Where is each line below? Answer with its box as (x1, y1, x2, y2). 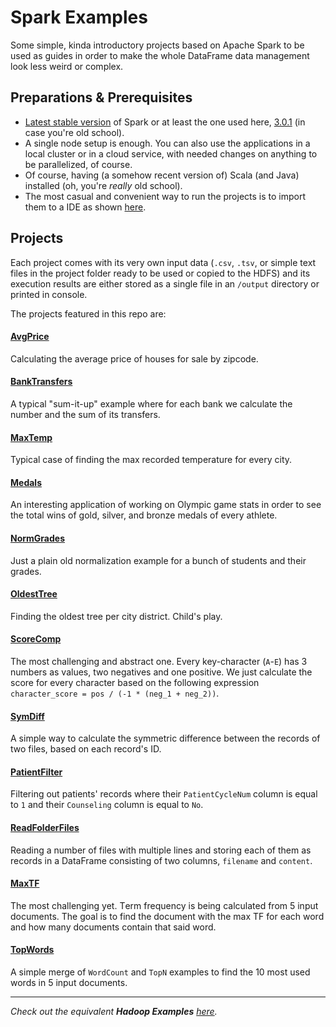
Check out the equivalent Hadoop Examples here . (10, 1006, 218, 1017)
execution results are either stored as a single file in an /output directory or (10, 277, 320, 290)
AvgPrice (10, 331, 50, 343)
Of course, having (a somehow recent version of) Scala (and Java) (24, 169, 300, 181)
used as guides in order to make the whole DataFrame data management (10, 49, 310, 61)
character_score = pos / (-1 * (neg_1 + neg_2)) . (10, 687, 220, 699)
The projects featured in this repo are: (10, 307, 167, 320)
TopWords (10, 944, 55, 956)
